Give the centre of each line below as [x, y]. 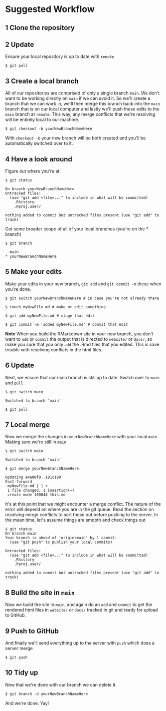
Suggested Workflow [50, 9]
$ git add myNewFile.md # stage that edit [50, 316]
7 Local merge [27, 425]
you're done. [18, 289]
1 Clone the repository [40, 28]
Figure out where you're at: [33, 171]
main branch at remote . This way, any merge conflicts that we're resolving [80, 114]
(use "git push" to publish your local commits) [61, 542]
